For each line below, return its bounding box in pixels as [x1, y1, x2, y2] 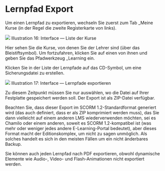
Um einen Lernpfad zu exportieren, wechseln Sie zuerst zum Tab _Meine [5, 20, 153, 26]
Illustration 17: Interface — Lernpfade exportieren [11, 80, 111, 86]
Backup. [5, 141, 22, 147]
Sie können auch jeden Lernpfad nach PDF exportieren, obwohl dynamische [5, 150, 160, 156]
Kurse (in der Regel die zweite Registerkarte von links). [5, 25, 117, 31]
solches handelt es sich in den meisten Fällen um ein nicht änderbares [5, 136, 148, 141]
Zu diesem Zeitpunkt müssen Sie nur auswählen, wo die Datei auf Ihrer [5, 90, 149, 96]
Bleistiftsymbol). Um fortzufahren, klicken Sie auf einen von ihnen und [5, 50, 147, 56]
